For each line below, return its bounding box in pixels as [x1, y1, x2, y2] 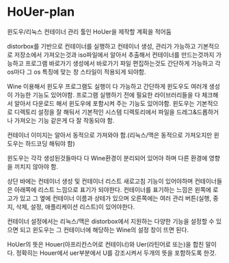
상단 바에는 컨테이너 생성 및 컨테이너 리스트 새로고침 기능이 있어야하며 [7, 177, 193, 185]
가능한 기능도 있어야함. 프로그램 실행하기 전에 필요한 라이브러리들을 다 [14, 90, 200, 99]
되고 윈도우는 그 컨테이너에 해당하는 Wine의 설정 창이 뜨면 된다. [19, 225, 189, 234]
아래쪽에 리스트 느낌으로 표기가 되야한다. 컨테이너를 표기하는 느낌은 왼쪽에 [14, 185, 212, 193]
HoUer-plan [7, 4, 75, 20]
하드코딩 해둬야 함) [25, 139, 75, 148]
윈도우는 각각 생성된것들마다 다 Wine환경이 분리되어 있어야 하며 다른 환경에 [7, 154, 208, 162]
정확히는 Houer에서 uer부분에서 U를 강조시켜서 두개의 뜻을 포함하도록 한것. [16, 249, 217, 257]
